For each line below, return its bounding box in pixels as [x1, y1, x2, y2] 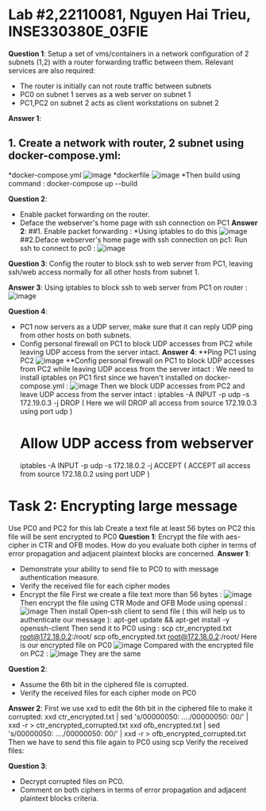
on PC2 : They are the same [19, 649, 141, 658]
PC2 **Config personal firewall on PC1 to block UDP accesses [19, 356, 256, 365]
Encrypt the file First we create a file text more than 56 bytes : [19, 589, 222, 599]
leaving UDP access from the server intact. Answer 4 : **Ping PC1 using [19, 347, 256, 357]
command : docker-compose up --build [8, 178, 138, 188]
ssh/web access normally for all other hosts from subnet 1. [8, 267, 200, 276]
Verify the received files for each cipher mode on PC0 [19, 688, 197, 697]
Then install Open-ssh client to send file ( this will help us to [50, 606, 245, 616]
